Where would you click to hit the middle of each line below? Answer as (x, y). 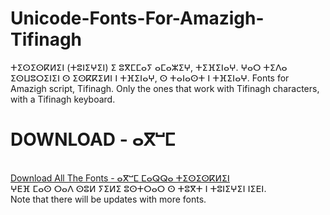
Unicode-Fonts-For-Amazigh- (137, 18)
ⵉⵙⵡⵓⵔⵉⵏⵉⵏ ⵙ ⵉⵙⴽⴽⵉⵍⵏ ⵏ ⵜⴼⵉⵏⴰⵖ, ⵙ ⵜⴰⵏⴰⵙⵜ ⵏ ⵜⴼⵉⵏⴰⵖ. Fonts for (150, 78)
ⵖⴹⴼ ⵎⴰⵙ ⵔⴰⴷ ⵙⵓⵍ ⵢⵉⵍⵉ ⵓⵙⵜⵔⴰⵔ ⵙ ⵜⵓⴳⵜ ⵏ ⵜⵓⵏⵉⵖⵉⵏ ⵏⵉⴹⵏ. (138, 188)
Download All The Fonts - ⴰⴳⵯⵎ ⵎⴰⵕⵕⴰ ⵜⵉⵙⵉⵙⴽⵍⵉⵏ (120, 178)
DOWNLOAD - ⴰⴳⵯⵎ (93, 139)
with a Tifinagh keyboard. (63, 99)
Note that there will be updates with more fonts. (108, 199)
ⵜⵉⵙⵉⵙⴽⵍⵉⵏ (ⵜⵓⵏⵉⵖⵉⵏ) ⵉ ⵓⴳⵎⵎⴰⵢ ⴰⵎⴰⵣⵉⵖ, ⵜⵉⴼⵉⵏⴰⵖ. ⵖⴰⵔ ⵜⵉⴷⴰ (149, 67)
